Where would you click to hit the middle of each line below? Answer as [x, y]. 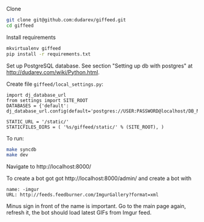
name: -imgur [23, 190]
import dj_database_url [36, 95]
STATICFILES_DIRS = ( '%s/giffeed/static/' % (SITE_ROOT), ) [85, 127]
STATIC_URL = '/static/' [38, 122]
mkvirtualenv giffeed [34, 48]
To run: [15, 138]
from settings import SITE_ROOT [47, 100]
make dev [17, 155]
